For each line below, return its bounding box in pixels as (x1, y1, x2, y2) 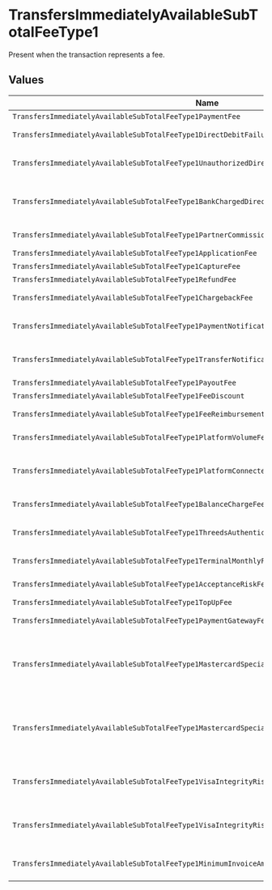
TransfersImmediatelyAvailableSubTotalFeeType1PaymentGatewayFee (12, 615, 270, 625)
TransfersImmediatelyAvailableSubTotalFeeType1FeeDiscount (12, 391, 245, 400)
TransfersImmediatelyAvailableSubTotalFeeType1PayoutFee (12, 378, 236, 387)
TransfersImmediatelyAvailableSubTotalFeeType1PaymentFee (12, 112, 241, 121)
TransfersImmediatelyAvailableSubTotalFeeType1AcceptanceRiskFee (12, 579, 270, 589)
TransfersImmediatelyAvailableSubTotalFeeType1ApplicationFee (12, 249, 257, 258)
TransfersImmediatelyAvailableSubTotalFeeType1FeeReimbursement (12, 409, 266, 419)
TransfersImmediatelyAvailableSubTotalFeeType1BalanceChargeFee (12, 500, 266, 509)
